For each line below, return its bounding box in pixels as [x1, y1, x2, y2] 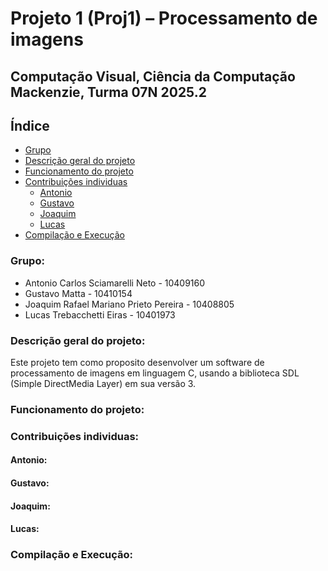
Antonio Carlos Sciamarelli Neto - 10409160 [24, 277, 206, 289]
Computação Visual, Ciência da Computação [10, 68, 296, 85]
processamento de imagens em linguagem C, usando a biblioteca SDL [10, 367, 300, 379]
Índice [10, 117, 50, 134]
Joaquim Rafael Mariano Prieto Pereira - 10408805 [24, 298, 235, 310]
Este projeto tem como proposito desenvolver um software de [10, 356, 265, 368]
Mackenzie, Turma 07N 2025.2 [10, 83, 207, 101]
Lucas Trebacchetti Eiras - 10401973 [24, 308, 176, 321]
